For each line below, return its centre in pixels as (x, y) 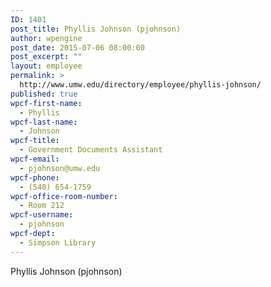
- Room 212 (42, 206)
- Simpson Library (58, 242)
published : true (44, 94)
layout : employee (46, 66)
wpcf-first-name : (46, 103)
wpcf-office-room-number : (64, 196)
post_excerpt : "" (46, 57)
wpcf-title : (35, 141)
